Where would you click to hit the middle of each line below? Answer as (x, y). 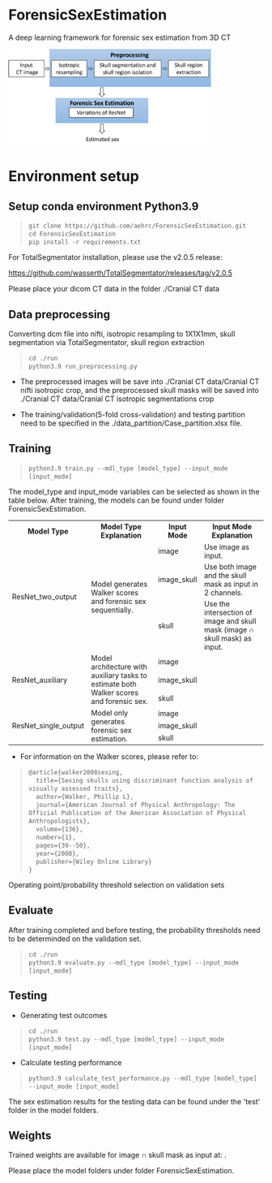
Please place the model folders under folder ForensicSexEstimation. (121, 1171)
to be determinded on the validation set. (75, 939)
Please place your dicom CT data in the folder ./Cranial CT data (114, 289)
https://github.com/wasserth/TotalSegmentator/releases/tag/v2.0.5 (121, 273)
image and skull (230, 621)
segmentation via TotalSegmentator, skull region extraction (106, 342)
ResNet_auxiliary (40, 680)
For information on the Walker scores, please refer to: (109, 756)
